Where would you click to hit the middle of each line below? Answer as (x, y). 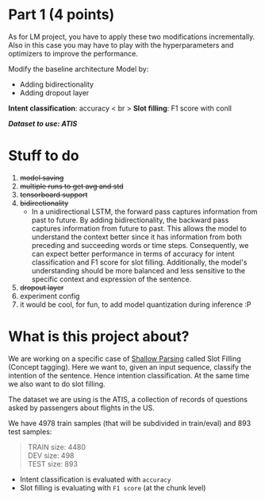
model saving (42, 177)
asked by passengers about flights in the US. (81, 408)
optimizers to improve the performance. (73, 53)
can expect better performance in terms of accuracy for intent (133, 254)
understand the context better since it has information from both (136, 237)
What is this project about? (99, 337)
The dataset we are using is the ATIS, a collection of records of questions (128, 399)
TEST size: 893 (52, 463)
